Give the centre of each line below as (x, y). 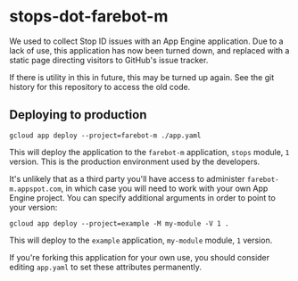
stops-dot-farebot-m (89, 17)
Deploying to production (78, 115)
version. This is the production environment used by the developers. (135, 161)
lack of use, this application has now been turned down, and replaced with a (149, 50)
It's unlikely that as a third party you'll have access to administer (127, 178)
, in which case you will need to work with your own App (165, 188)
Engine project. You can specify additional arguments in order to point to (143, 197)
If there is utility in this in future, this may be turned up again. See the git (142, 77)
